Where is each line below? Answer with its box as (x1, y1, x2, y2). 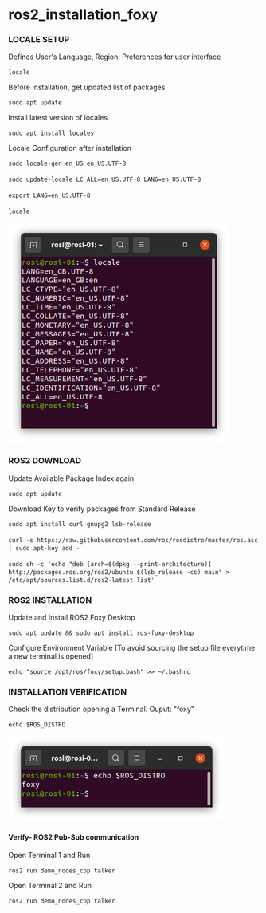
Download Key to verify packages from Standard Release (8, 504, 196, 514)
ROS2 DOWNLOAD (8, 455, 82, 466)
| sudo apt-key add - (8, 544, 80, 552)
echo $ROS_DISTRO (8, 721, 66, 729)
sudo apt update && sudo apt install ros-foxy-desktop (8, 629, 194, 637)
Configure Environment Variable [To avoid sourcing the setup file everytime (8, 643, 256, 653)
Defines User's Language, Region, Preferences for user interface (8, 52, 221, 61)
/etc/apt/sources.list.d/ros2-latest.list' (8, 576, 155, 584)
